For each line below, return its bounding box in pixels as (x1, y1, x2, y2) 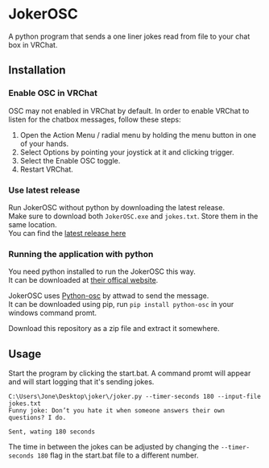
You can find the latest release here (8, 228, 126, 238)
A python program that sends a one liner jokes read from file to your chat (8, 31, 250, 41)
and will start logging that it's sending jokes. (8, 377, 155, 387)
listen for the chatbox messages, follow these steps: (8, 114, 181, 124)
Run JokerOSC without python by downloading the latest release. (8, 202, 226, 212)
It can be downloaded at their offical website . (8, 275, 159, 285)
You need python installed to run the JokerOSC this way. (8, 267, 196, 276)
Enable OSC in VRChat (8, 88, 98, 99)
